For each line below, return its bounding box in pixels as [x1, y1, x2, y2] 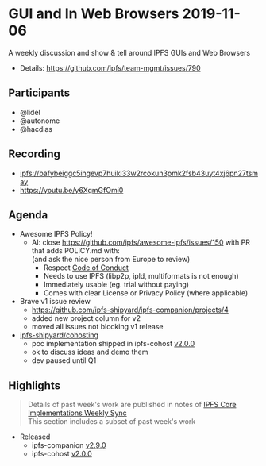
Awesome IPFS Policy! [19, 229, 93, 239]
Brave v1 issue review [19, 297, 91, 306]
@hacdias [19, 124, 53, 133]
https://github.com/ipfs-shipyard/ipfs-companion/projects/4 [31, 305, 229, 314]
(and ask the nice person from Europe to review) [31, 255, 191, 264]
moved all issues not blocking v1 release [31, 322, 164, 332]
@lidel [19, 107, 41, 117]
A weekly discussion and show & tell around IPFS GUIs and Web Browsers [8, 48, 251, 57]
